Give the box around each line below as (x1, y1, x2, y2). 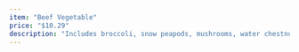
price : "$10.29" (9, 21, 69, 30)
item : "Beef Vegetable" (9, 12, 98, 22)
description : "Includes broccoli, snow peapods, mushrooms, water (9, 29, 261, 38)
